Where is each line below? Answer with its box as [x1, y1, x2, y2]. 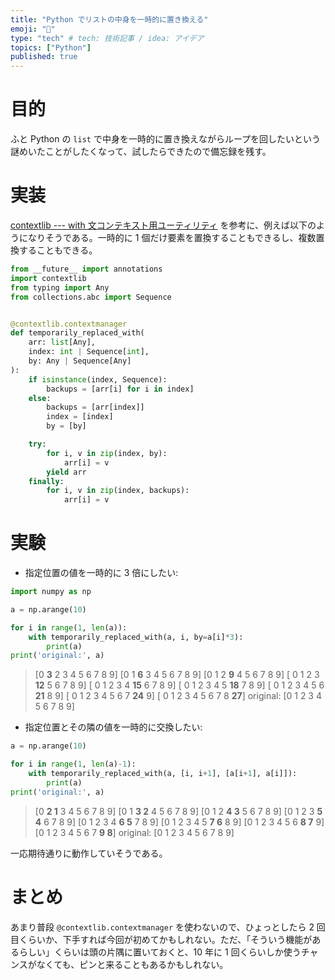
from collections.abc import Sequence [10, 292, 172, 302]
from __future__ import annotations [10, 264, 163, 274]
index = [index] [46, 412, 114, 422]
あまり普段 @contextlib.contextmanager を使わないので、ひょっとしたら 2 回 [10, 921, 326, 933]
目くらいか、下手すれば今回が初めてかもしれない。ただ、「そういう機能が [10, 933, 313, 945]
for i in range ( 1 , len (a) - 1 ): [10, 759, 137, 770]
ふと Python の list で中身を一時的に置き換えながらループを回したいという [10, 133, 322, 145]
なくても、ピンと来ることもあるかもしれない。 [36, 958, 229, 970]
